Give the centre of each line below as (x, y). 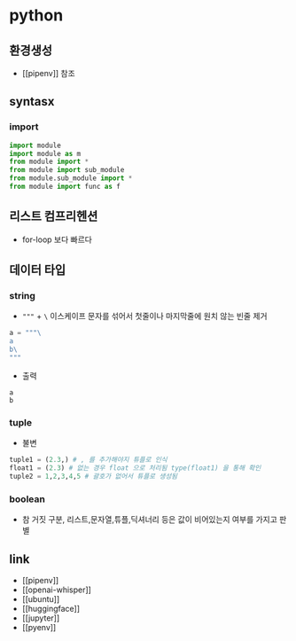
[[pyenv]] (39, 627)
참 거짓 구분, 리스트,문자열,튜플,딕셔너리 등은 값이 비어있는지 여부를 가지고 (149, 520)
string (22, 296)
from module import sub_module (67, 170)
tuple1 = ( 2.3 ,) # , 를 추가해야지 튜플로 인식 (89, 460)
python (36, 16)
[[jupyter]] (41, 618)
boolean (27, 499)
